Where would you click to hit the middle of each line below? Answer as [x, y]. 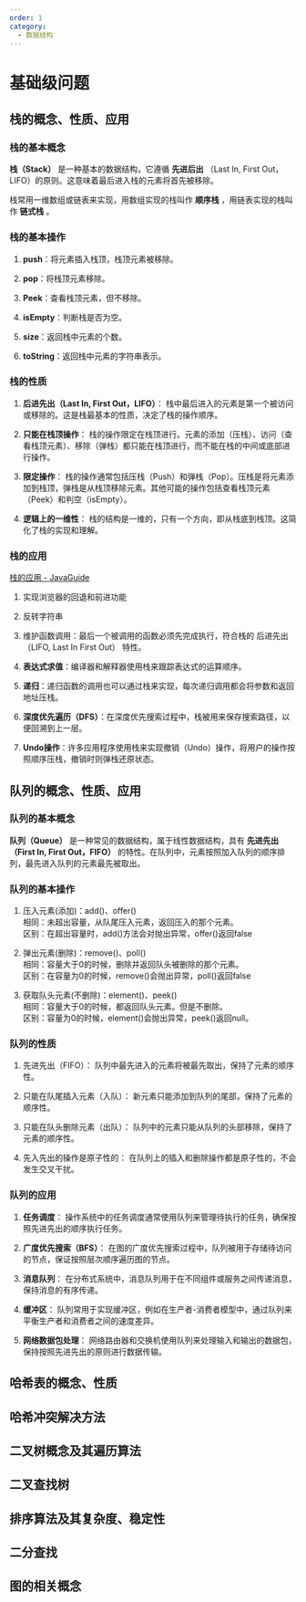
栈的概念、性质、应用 [69, 119]
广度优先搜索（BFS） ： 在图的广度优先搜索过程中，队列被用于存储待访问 [157, 1248]
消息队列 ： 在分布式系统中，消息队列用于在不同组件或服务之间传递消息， [159, 1278]
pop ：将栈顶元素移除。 [66, 278]
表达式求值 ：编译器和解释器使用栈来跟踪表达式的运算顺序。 [134, 666]
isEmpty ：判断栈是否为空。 [75, 317]
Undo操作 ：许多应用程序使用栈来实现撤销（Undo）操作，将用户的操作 [155, 748]
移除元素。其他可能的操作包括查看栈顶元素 [190, 487]
